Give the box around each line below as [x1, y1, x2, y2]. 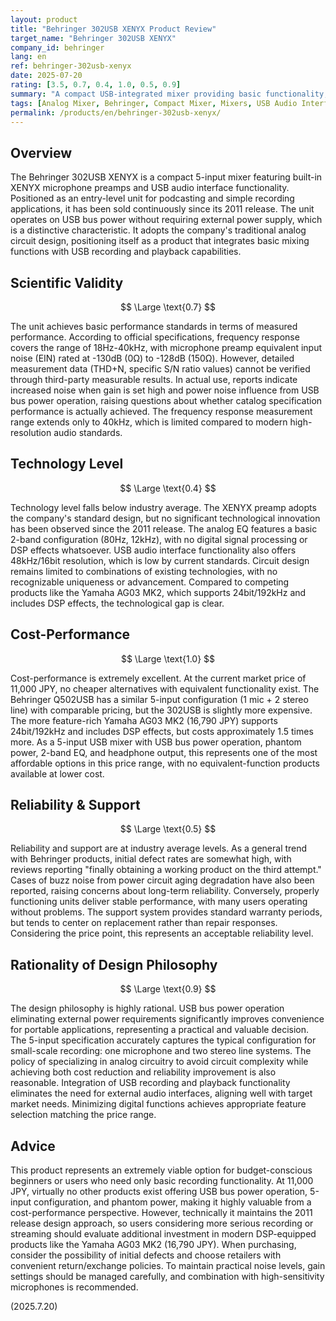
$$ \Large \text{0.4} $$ [119, 482, 217, 494]
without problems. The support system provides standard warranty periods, [10, 906, 323, 918]
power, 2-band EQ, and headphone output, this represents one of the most [10, 746, 318, 758]
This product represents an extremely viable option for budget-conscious [10, 1164, 313, 1176]
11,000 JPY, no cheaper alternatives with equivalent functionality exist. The [10, 682, 320, 695]
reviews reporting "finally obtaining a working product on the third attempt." [10, 864, 322, 876]
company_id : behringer [10, 42, 105, 53]
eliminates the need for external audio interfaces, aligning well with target [10, 1087, 313, 1100]
